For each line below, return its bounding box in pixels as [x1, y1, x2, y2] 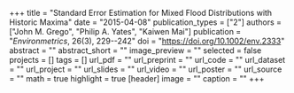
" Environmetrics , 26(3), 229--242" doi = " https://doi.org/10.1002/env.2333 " [9, 35, 285, 46]
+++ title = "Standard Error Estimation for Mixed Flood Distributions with [9, 8, 273, 18]
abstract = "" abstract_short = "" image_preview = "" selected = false [9, 45, 262, 56]
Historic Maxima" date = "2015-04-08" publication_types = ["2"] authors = [9, 17, 282, 27]
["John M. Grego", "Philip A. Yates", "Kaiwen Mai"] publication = [9, 27, 242, 36]
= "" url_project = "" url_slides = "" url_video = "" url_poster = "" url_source [9, 64, 282, 74]
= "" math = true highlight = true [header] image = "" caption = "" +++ [9, 74, 265, 83]
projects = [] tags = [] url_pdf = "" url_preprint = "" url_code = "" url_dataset [9, 55, 286, 65]
